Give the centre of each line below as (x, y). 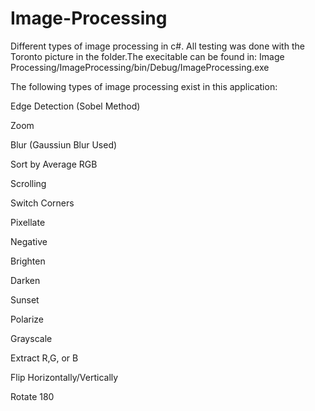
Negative (29, 241)
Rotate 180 (32, 396)
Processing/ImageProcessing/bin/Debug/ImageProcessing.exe (140, 67)
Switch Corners (42, 203)
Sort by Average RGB (54, 164)
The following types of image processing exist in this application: (144, 86)
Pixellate (28, 222)
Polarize (27, 319)
